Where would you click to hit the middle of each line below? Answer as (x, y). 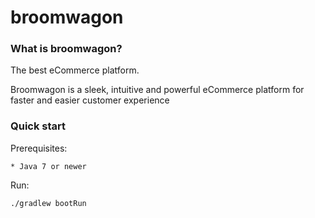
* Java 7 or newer (48, 166)
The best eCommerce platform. (75, 70)
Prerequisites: (39, 148)
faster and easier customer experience (90, 100)
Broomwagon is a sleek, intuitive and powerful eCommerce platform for (157, 90)
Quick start (38, 126)
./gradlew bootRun (48, 203)
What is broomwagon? (66, 49)
